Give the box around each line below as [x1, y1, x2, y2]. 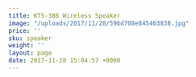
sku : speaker [8, 34, 52, 43]
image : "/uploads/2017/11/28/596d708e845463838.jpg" [8, 19, 190, 27]
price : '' [8, 26, 42, 34]
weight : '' [8, 42, 45, 50]
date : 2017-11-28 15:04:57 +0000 [8, 57, 121, 65]
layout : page [8, 49, 52, 57]
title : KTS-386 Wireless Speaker [8, 11, 121, 20]
